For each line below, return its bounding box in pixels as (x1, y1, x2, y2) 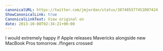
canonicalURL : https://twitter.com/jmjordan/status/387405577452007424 (5, 7, 158, 12)
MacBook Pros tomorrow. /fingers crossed (5, 40, 93, 46)
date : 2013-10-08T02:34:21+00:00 (5, 21, 75, 26)
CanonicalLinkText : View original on (5, 16, 84, 21)
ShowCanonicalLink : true (5, 12, 57, 17)
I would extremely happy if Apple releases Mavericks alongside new (5, 35, 146, 41)
